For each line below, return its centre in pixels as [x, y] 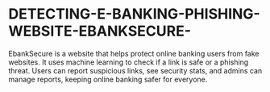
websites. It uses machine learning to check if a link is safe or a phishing [129, 62]
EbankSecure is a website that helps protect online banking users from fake [134, 53]
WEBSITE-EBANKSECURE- [100, 31]
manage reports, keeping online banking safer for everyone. [108, 79]
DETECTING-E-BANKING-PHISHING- [134, 14]
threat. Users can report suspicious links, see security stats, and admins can [135, 70]
